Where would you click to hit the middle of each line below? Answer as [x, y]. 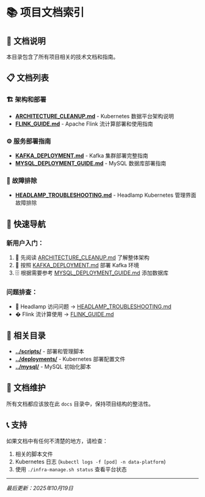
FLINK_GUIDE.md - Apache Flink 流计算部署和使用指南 [84, 124]
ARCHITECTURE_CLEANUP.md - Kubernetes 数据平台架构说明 [94, 116]
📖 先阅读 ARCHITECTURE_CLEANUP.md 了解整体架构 [82, 257]
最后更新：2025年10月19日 [40, 488]
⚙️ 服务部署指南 [29, 141]
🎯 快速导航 [26, 224]
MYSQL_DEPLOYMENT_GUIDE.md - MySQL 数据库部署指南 [91, 163]
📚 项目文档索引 [45, 13]
